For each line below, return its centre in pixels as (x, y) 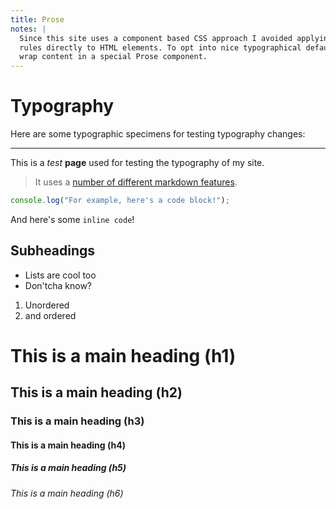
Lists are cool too (60, 275)
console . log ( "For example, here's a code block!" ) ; (120, 201)
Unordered (47, 305)
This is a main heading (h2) (96, 392)
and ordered (50, 315)
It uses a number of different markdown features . (136, 182)
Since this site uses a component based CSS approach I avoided (156, 38)
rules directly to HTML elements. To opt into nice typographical (160, 47)
